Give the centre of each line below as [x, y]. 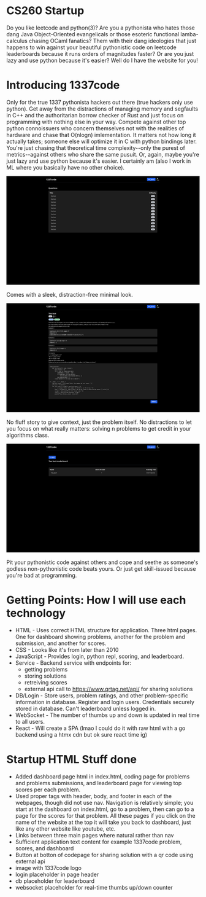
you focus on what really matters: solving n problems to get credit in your [99, 429]
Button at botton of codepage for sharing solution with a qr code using [104, 855]
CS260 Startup [45, 11]
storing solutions [45, 676]
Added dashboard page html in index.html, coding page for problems [102, 777]
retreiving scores [46, 683]
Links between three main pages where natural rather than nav [94, 836]
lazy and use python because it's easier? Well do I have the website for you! [102, 60]
